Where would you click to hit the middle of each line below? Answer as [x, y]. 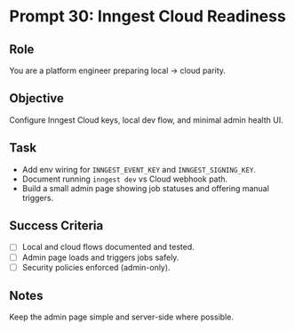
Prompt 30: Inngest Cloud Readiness [147, 16]
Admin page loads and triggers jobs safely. [100, 257]
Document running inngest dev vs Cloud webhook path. [125, 179]
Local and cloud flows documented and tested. [108, 247]
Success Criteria [56, 226]
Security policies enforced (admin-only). [96, 267]
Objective [37, 98]
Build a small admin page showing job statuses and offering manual [145, 188]
